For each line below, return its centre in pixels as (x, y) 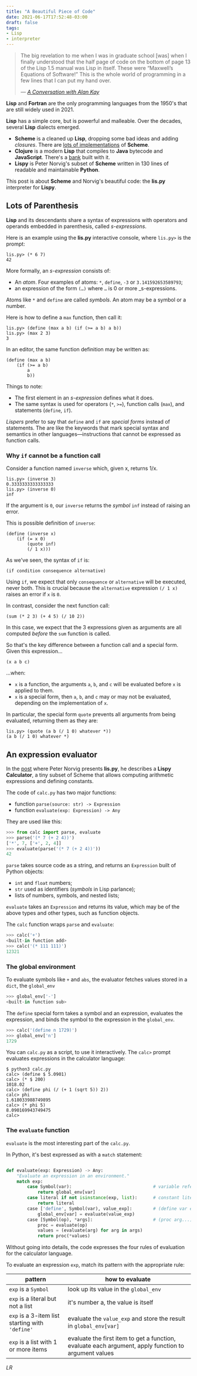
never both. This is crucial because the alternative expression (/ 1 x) (92, 588)
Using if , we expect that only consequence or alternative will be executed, (96, 582)
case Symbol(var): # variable (103, 1187)
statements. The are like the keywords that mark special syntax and (87, 428)
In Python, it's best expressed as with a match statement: (74, 1155)
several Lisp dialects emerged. (43, 127)
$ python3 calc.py (28, 1069)
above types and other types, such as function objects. (73, 913)
